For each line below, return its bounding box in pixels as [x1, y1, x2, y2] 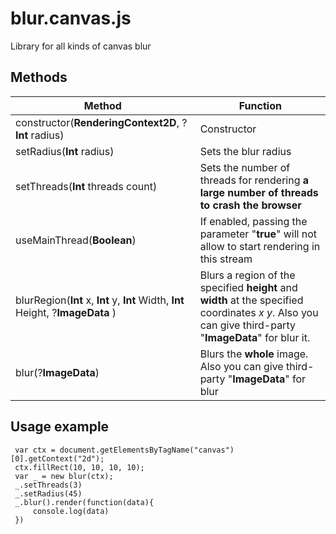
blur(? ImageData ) [15, 365, 100, 379]
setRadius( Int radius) [15, 144, 115, 158]
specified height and [199, 280, 298, 294]
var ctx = [14, 445, 56, 455]
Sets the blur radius [199, 144, 292, 158]
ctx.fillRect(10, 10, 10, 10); [14, 462, 145, 472]
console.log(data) [32, 506, 110, 516]
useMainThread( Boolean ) [15, 233, 137, 247]
